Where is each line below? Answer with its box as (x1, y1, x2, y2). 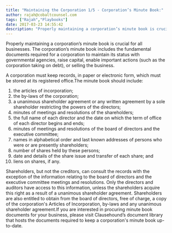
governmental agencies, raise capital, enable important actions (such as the (6, 57, 165, 63)
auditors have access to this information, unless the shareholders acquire (6, 185, 160, 191)
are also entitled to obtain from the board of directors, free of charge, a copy (6, 196, 167, 202)
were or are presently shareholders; (13, 142, 89, 149)
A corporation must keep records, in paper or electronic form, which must (6, 72, 161, 78)
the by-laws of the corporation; (13, 93, 79, 99)
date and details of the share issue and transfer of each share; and (13, 153, 154, 159)
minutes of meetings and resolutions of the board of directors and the (13, 126, 160, 132)
